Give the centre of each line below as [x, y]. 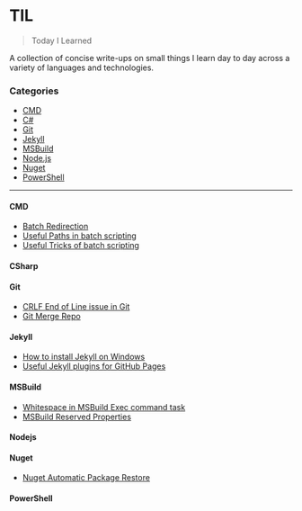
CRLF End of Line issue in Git [76, 307]
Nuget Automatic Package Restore [86, 478]
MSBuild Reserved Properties [77, 417]
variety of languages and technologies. [82, 67]
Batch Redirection [55, 227]
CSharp [24, 266]
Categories [34, 91]
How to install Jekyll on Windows [84, 357]
